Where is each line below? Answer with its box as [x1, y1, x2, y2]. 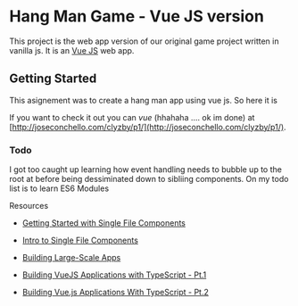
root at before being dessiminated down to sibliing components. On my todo [9, 174, 289, 185]
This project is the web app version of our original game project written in [9, 36, 279, 46]
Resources [9, 201, 49, 211]
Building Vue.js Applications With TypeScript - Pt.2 [21, 287, 210, 298]
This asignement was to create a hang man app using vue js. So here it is [9, 95, 278, 105]
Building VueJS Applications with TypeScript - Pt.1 [21, 269, 207, 280]
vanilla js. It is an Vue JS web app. [9, 45, 135, 55]
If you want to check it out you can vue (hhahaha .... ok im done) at [9, 112, 255, 122]
